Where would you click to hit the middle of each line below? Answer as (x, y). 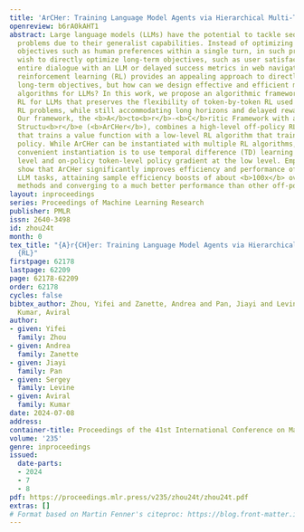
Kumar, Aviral (44, 312)
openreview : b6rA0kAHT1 (54, 26)
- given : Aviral (40, 396)
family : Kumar (44, 405)
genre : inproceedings (50, 447)
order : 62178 (34, 287)
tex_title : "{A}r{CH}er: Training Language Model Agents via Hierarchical (153, 245)
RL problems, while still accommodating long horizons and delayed (147, 110)
